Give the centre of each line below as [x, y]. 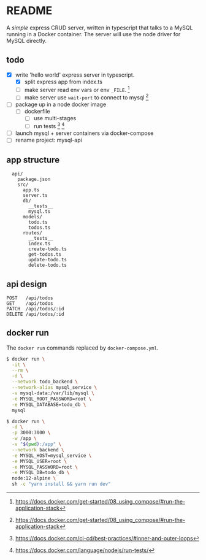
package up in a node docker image [61, 104]
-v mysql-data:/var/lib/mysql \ [53, 393]
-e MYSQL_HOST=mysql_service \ [52, 455]
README [29, 11]
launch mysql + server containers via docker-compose [84, 133]
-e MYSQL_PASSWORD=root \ [45, 467]
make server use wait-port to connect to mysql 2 [86, 97]
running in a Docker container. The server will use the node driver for [93, 34]
